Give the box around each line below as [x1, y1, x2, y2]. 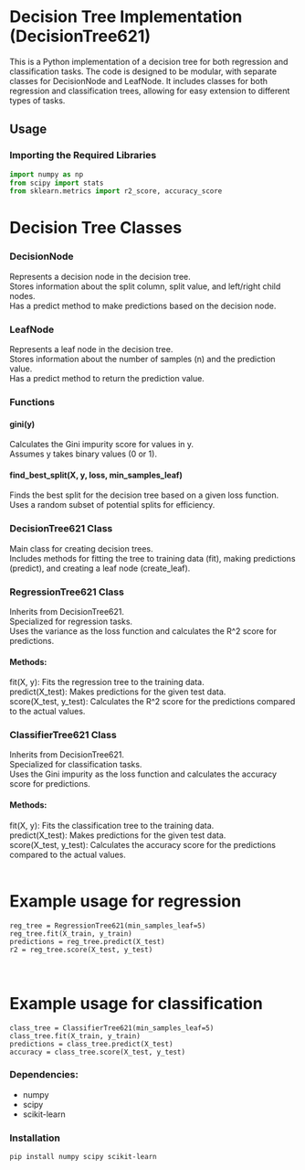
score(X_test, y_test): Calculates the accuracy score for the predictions [9, 839, 277, 850]
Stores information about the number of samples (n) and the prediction [9, 354, 276, 365]
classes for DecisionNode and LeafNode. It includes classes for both [9, 75, 268, 86]
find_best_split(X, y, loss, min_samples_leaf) [9, 469, 183, 480]
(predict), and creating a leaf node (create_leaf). [9, 563, 191, 574]
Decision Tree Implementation [9, 6, 243, 27]
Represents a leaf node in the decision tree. [9, 344, 174, 355]
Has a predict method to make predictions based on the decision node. [9, 300, 277, 311]
